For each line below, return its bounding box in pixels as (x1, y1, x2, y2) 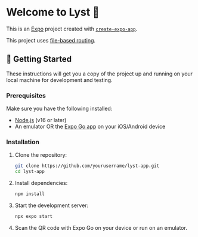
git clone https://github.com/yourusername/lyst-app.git (14, 163, 160, 169)
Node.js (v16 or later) (14, 117, 67, 124)
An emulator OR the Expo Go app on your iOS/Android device (14, 123, 166, 130)
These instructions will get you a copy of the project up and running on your (6, 70, 193, 77)
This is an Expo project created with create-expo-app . (6, 25, 138, 32)
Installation (6, 138, 40, 146)
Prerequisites (6, 91, 46, 99)
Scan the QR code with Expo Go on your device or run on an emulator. (14, 224, 188, 231)
